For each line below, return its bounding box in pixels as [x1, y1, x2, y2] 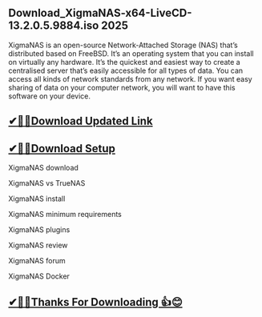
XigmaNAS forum [8, 256, 66, 266]
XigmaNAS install [8, 194, 66, 203]
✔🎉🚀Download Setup [8, 142, 116, 155]
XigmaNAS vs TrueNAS [8, 179, 86, 188]
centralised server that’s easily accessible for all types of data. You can [8, 66, 244, 75]
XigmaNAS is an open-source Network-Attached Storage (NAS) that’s [8, 40, 238, 50]
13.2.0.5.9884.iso [8, 19, 99, 33]
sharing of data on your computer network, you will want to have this [8, 82, 236, 92]
